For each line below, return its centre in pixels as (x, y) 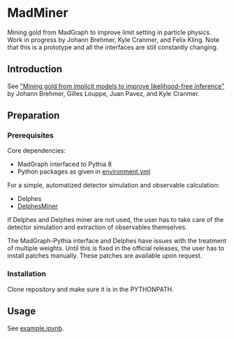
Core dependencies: (37, 151)
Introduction (35, 69)
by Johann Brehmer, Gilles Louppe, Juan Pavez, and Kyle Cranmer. (104, 93)
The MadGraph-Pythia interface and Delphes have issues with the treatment (117, 241)
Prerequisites (30, 136)
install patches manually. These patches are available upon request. (105, 256)
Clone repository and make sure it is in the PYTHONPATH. (90, 289)
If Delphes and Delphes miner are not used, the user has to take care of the (116, 220)
